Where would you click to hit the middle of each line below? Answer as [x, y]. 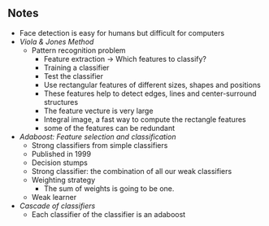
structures [61, 102]
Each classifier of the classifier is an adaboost [108, 214]
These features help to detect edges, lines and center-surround [150, 93]
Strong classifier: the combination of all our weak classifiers [132, 171]
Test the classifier [73, 76]
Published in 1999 [61, 154]
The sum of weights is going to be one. [109, 188]
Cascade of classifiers [57, 206]
